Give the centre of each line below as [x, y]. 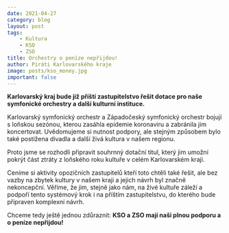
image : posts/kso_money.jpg [47, 71]
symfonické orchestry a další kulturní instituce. [76, 104]
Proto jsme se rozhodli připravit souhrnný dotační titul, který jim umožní [108, 152]
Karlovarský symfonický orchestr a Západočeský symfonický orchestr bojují [114, 117]
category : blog [29, 20]
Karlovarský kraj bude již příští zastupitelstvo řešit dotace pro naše [105, 97]
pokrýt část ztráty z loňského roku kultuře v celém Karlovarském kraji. [106, 160]
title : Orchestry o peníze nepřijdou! [62, 58]
